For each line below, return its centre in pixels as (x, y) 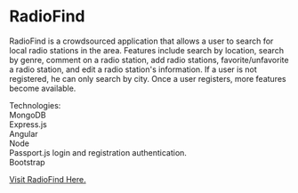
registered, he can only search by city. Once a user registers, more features (148, 78)
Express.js (28, 124)
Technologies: (35, 105)
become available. (43, 88)
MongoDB (28, 115)
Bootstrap (28, 162)
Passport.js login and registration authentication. (98, 152)
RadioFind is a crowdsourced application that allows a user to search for (141, 41)
